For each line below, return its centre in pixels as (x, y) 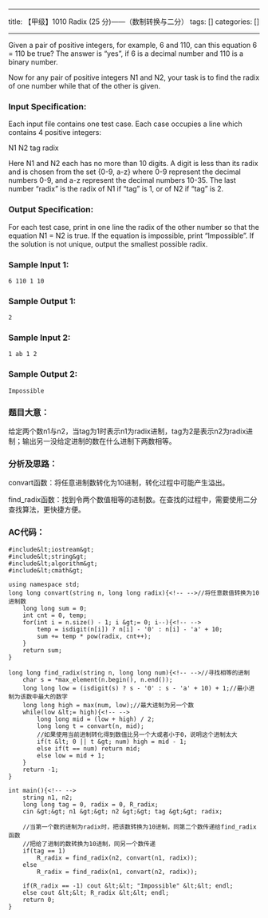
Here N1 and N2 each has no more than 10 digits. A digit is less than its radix (133, 164)
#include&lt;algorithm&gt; (53, 564)
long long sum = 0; (55, 608)
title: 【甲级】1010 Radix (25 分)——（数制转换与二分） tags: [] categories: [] (134, 22)
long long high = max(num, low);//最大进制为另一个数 (108, 705)
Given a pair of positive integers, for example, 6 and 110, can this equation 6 (133, 45)
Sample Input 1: (39, 264)
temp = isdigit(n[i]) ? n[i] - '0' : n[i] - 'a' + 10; (130, 629)
